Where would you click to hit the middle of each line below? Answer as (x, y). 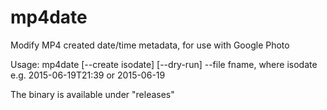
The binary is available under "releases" (92, 94)
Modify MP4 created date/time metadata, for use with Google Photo (150, 45)
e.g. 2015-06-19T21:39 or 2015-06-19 (88, 75)
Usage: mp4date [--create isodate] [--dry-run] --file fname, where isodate (164, 64)
